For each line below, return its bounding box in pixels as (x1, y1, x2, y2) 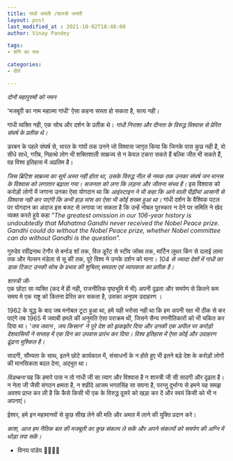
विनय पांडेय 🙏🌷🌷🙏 (17, 446, 61, 454)
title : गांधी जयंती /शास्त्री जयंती (7, 10, 83, 17)
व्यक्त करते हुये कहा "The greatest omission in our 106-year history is (7, 211, 192, 219)
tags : (7, 42, 23, 49)
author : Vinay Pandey (7, 29, 70, 37)
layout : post (7, 17, 45, 24)
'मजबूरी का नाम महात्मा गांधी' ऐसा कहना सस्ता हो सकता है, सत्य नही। (7, 106, 160, 115)
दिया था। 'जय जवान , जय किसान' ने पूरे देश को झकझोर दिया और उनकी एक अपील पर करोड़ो (7, 321, 214, 330)
